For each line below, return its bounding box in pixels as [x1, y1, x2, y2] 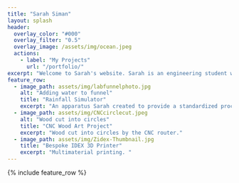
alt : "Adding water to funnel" [20, 89, 113, 96]
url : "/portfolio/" [26, 63, 84, 70]
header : [7, 23, 31, 30]
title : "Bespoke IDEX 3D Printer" [20, 143, 122, 150]
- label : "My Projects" [20, 57, 91, 64]
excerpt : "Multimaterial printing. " [20, 149, 132, 156]
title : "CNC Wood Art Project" [20, 122, 113, 130]
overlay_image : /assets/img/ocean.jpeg [14, 43, 132, 50]
